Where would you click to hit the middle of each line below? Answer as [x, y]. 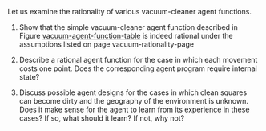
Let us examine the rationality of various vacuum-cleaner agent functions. [129, 12]
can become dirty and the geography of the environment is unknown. [134, 101]
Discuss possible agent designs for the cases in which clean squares [133, 92]
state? [29, 77]
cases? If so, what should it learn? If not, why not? [102, 118]
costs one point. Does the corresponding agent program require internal [138, 68]
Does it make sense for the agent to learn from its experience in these [134, 109]
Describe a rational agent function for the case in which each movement [138, 60]
